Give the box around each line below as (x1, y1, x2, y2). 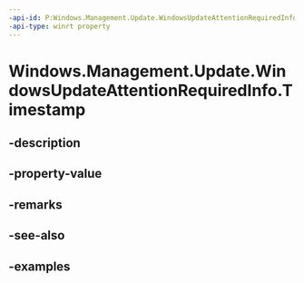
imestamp (8, 99, 86, 120)
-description (8, 135, 81, 151)
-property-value (8, 166, 103, 181)
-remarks (8, 197, 63, 212)
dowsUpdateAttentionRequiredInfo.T (8, 80, 293, 101)
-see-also (8, 228, 65, 243)
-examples (8, 259, 71, 274)
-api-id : (8, 13, 42, 23)
